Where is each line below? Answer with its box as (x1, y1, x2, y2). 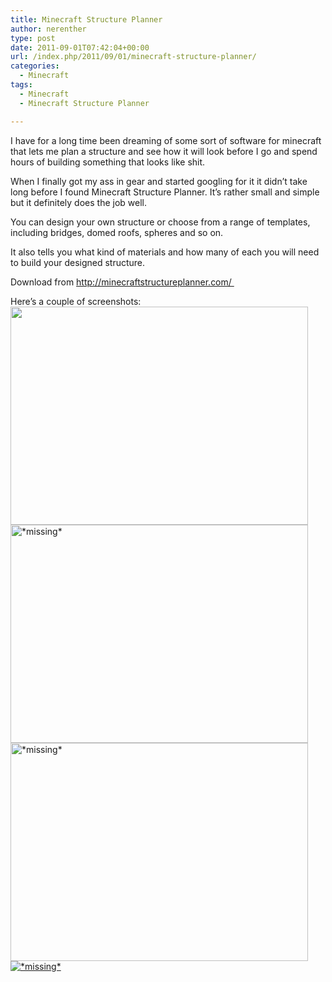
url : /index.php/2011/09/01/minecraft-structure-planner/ (10, 52, 257, 62)
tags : (10, 80, 33, 90)
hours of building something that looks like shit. (10, 156, 206, 168)
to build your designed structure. (10, 256, 146, 268)
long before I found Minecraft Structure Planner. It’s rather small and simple (10, 186, 320, 198)
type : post (10, 33, 56, 43)
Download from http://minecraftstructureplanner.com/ (10, 276, 232, 288)
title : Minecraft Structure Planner (10, 14, 163, 25)
